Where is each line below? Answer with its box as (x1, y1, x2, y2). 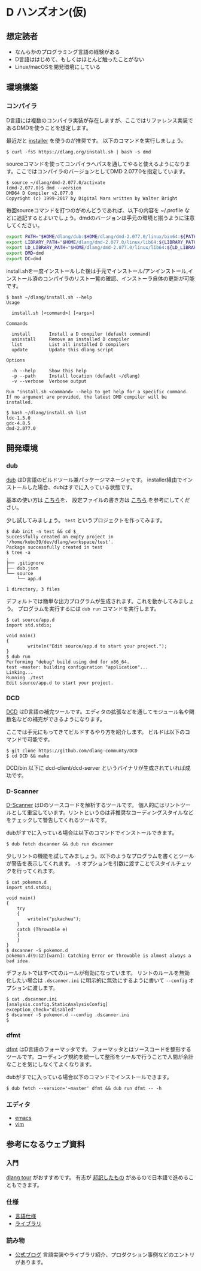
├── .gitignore (6, 560, 44, 566)
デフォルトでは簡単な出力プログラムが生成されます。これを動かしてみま (6, 597, 184, 604)
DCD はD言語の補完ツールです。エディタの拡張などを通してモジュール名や (6, 708, 190, 715)
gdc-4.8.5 (6, 420, 31, 426)
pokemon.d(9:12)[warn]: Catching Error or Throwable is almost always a (6, 953, 191, 959)
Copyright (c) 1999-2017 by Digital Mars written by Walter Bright (6, 195, 178, 201)
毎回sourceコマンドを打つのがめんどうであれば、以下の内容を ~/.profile (6, 206, 184, 213)
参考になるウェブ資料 (6, 1140, 85, 1150)
